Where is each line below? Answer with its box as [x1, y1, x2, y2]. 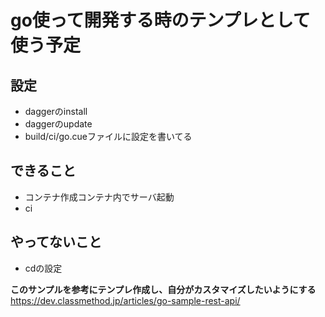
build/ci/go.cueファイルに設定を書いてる [24, 131, 193, 142]
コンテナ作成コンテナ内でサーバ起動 [24, 191, 175, 203]
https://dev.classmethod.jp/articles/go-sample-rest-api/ [10, 294, 241, 306]
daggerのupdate [24, 118, 93, 130]
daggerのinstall [24, 106, 88, 117]
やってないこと [10, 234, 102, 251]
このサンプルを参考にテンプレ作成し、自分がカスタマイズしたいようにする [10, 283, 317, 295]
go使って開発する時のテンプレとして [10, 9, 311, 32]
